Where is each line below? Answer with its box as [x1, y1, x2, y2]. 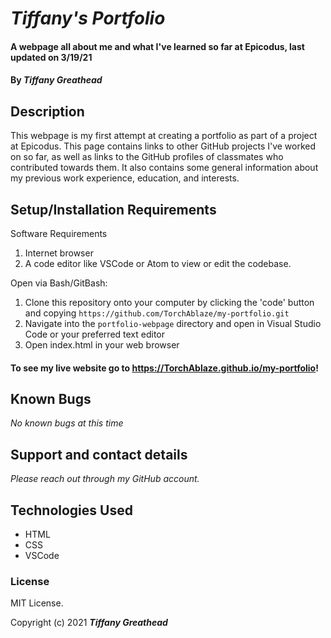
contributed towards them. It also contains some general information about [10, 162, 319, 174]
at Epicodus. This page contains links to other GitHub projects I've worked [10, 140, 317, 152]
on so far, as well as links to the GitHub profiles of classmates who [10, 151, 284, 163]
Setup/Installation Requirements [10, 201, 217, 218]
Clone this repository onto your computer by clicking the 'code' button [24, 297, 315, 308]
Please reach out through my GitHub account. [10, 473, 200, 485]
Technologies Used [10, 502, 133, 519]
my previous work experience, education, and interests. [10, 172, 240, 184]
